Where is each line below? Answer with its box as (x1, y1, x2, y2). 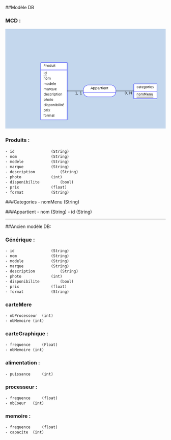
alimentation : (5, 359, 40, 366)
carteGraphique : (5, 330, 48, 337)
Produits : (5, 136, 30, 144)
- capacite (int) (5, 430, 44, 435)
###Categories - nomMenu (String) (5, 199, 80, 205)
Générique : (5, 236, 35, 243)
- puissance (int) (5, 372, 53, 377)
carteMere (5, 301, 32, 308)
